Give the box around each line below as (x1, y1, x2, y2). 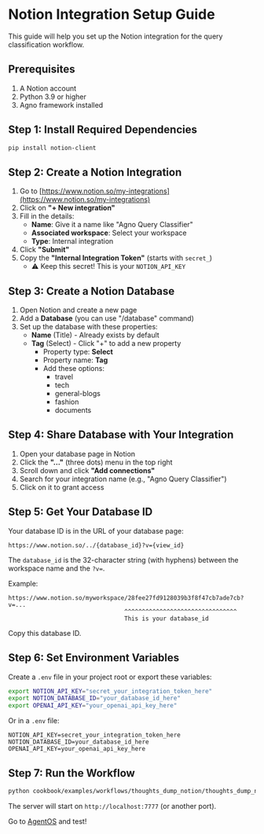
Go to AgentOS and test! (8, 816, 87, 826)
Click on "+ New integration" (19, 203, 115, 213)
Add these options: (42, 364, 104, 373)
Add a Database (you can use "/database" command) (19, 314, 195, 323)
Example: (8, 579, 38, 588)
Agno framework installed (19, 100, 104, 109)
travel (54, 372, 73, 382)
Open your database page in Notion (19, 449, 136, 458)
